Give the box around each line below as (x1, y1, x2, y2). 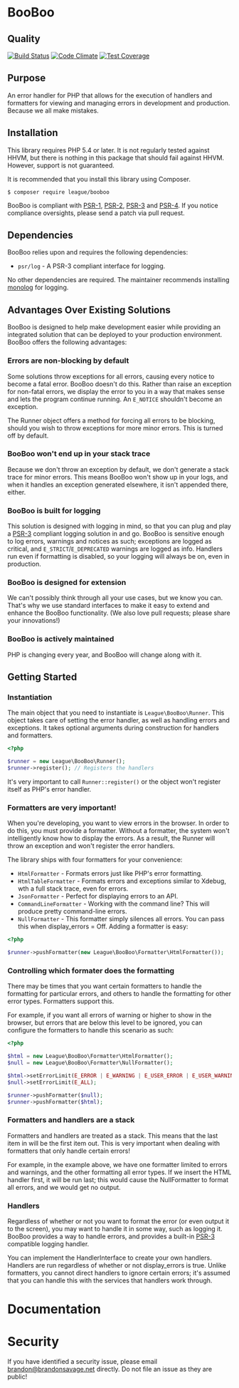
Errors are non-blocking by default (7, 356, 129, 366)
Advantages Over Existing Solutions (7, 304, 171, 316)
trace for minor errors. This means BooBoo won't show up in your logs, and (7, 472, 228, 481)
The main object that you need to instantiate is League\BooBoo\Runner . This (7, 708, 225, 717)
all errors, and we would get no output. (7, 1183, 121, 1191)
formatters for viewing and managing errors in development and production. (7, 98, 230, 107)
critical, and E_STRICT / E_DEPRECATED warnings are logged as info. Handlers (7, 544, 223, 553)
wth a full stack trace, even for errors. (17, 884, 129, 893)
